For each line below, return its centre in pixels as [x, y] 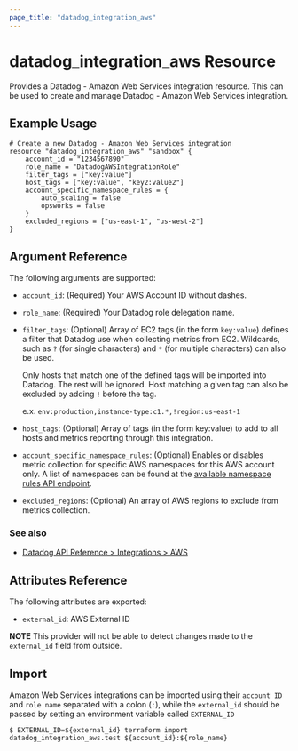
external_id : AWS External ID [76, 619]
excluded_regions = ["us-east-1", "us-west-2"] [114, 222]
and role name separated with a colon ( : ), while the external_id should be [145, 705]
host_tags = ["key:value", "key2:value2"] [105, 183]
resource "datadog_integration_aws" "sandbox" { [101, 152]
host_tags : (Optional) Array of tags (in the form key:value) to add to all [150, 428]
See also [28, 533]
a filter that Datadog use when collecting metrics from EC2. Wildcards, [151, 340]
